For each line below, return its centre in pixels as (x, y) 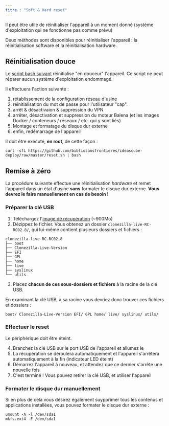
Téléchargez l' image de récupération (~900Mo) (63, 218)
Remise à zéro (28, 171)
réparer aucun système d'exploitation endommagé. (59, 79)
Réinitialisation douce (40, 62)
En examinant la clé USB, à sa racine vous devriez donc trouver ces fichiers (85, 299)
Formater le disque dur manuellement (53, 388)
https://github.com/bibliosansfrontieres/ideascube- (85, 151)
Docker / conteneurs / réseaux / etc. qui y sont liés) (67, 121)
